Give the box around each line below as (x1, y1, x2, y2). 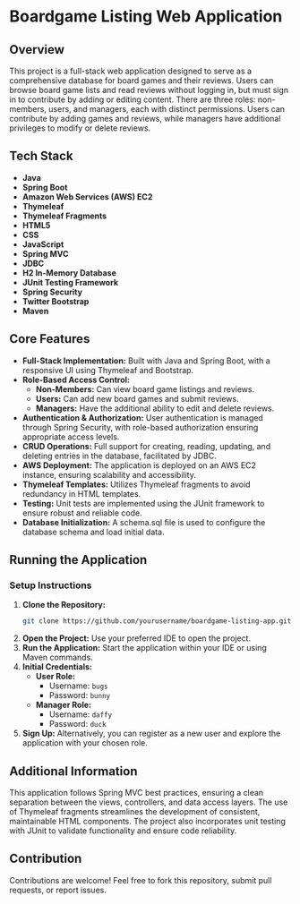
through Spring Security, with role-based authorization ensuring (21, 422, 259, 432)
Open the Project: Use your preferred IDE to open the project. (21, 633, 252, 644)
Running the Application (9, 552, 148, 567)
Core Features (9, 331, 90, 346)
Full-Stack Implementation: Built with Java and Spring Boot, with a (21, 355, 270, 366)
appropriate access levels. (21, 431, 120, 442)
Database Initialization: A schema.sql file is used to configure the (21, 516, 266, 527)
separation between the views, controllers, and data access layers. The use (9, 797, 288, 807)
